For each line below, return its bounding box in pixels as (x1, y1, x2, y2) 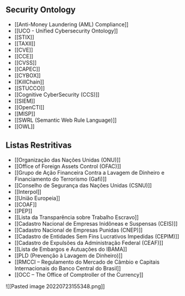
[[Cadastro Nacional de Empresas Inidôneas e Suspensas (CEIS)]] (14, 220, 178, 227)
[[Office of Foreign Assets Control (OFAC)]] (14, 162, 121, 170)
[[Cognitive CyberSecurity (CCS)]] (14, 91, 100, 98)
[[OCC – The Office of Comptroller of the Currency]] (14, 271, 144, 278)
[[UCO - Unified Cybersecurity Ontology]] (14, 27, 118, 34)
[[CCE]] (14, 52, 34, 59)
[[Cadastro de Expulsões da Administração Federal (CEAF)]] (14, 239, 163, 246)
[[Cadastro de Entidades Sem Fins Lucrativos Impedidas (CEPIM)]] (14, 232, 180, 240)
